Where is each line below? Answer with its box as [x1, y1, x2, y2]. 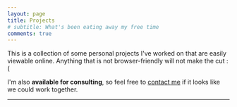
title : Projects [7, 17, 55, 24]
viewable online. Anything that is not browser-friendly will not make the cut [7, 57, 225, 65]
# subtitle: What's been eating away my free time [7, 23, 159, 30]
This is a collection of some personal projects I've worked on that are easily [7, 49, 227, 58]
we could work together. [7, 85, 78, 94]
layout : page [7, 10, 46, 18]
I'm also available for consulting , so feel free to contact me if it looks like [7, 78, 221, 87]
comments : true [7, 30, 52, 37]
